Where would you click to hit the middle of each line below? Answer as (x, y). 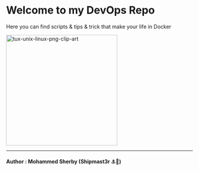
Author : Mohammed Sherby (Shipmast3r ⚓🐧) (64, 161)
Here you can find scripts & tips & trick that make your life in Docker (89, 27)
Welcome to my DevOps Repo (81, 10)
